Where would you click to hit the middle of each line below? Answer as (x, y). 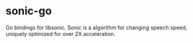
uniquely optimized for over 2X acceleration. (60, 33)
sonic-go (29, 11)
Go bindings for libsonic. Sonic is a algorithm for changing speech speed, (96, 27)
